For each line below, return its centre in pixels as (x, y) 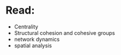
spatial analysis (33, 46)
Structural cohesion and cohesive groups (64, 33)
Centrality (26, 27)
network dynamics (37, 39)
